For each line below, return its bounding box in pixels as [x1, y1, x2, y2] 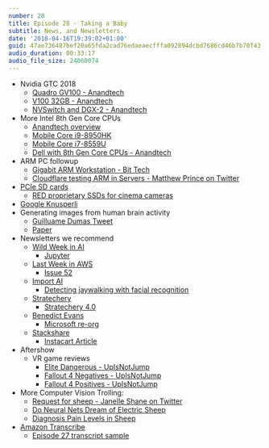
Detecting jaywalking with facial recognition [43, 284, 189, 295]
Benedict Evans [31, 310, 85, 320]
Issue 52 [43, 267, 73, 277]
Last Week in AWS [31, 259, 93, 269]
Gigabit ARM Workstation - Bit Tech [31, 165, 151, 174]
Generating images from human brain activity [19, 207, 171, 217]
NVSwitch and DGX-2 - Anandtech [31, 104, 147, 114]
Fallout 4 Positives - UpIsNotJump [43, 379, 159, 388]
